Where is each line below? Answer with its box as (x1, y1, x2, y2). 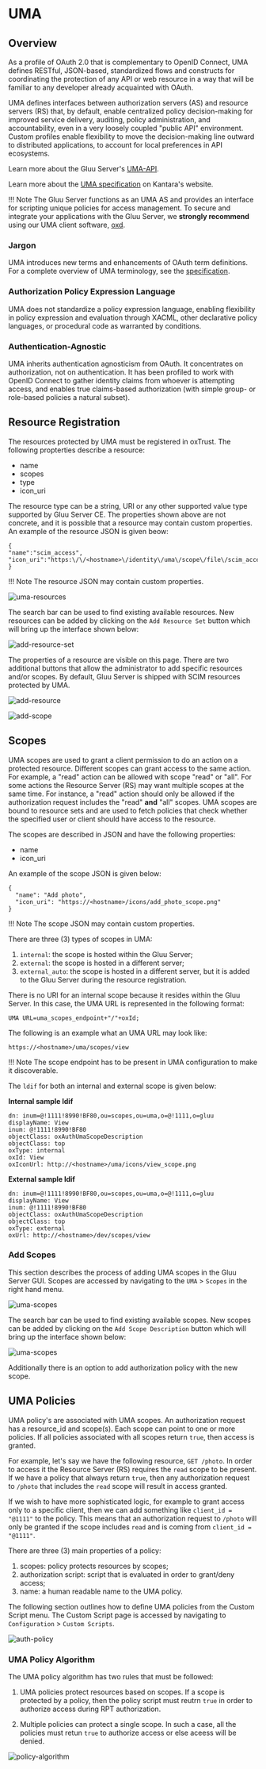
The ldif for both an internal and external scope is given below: (8, 1081, 217, 1090)
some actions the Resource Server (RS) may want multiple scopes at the (8, 780, 245, 790)
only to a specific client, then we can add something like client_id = (8, 1505, 233, 1514)
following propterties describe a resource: (8, 445, 145, 455)
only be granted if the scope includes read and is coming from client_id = (8, 1521, 252, 1532)
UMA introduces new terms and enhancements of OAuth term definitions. (8, 258, 248, 267)
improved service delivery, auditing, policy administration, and (8, 115, 211, 124)
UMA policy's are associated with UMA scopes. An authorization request (8, 1415, 245, 1425)
